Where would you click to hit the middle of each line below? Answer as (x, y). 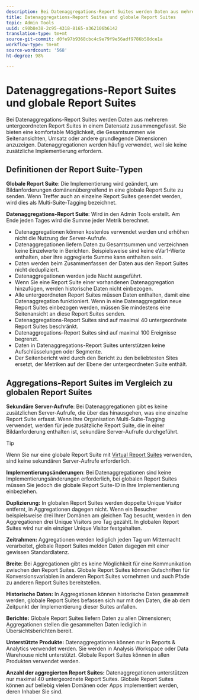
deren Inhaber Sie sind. (35, 692)
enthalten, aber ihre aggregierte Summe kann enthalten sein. (89, 257)
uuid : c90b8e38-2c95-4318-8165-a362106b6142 (62, 28)
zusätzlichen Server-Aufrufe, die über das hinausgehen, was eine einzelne (97, 413)
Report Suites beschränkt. (46, 326)
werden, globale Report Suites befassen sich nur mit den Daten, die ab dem (98, 600)
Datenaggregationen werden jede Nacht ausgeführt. (78, 276)
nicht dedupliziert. (37, 270)
